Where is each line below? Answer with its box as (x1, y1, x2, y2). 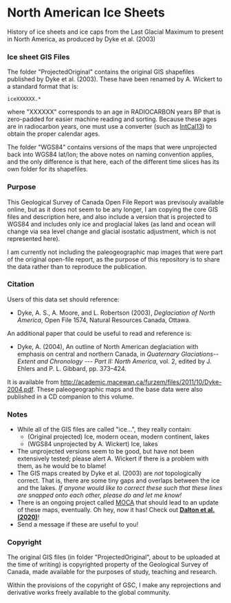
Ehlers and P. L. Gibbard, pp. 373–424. (16, 364, 127, 372)
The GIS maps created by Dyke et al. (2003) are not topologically (16, 469, 201, 478)
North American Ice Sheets (7, 5, 165, 21)
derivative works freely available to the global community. (7, 589, 170, 597)
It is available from (7, 377, 60, 386)
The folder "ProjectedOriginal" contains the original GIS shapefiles (7, 67, 195, 76)
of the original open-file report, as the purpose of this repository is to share (7, 255, 220, 263)
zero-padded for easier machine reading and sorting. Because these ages (7, 115, 217, 123)
